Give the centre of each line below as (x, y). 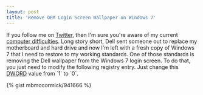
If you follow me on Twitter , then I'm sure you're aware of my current (92, 34)
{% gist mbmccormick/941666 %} (49, 85)
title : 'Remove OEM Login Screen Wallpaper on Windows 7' (81, 18)
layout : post (23, 12)
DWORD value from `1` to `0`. (43, 73)
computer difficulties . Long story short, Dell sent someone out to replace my (102, 41)
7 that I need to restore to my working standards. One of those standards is (100, 54)
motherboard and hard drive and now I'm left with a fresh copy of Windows (100, 47)
